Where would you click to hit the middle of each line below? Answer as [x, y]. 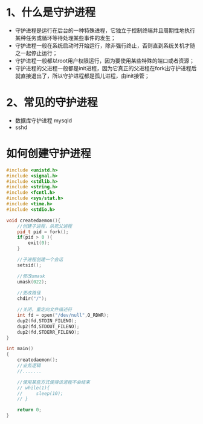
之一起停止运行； [36, 53]
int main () [20, 349]
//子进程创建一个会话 [40, 260]
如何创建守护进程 [49, 154]
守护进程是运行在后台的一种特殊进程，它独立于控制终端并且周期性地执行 [105, 30]
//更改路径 [29, 293]
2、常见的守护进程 [52, 103]
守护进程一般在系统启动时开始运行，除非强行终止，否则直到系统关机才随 [105, 45]
